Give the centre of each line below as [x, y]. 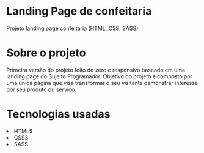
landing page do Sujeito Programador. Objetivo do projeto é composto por [100, 76]
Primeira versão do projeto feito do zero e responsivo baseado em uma [96, 70]
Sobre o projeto [46, 53]
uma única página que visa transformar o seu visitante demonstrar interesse [102, 83]
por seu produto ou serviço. [41, 89]
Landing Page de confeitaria [79, 11]
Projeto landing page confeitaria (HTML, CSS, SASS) [72, 28]
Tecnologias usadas [58, 114]
